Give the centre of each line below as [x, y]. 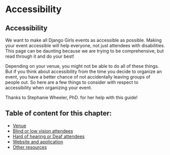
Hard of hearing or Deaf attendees [48, 136]
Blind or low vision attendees [43, 131]
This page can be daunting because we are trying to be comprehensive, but [84, 51]
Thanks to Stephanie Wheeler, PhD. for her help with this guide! [72, 98]
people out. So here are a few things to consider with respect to [72, 82]
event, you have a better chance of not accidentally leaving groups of [78, 77]
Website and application [38, 142]
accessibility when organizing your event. [49, 88]
